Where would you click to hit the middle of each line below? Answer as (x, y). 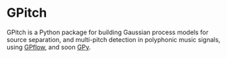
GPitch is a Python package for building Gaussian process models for (108, 32)
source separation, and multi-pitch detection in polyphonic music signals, (113, 39)
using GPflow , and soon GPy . (49, 47)
